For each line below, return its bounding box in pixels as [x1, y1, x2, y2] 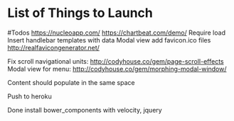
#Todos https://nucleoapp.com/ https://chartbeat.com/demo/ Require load [7, 28, 226, 37]
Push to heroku [7, 92, 52, 100]
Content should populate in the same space [7, 78, 135, 86]
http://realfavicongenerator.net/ [7, 43, 100, 52]
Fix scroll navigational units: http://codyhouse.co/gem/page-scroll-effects [7, 57, 224, 65]
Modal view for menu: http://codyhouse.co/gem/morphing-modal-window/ [7, 64, 227, 73]
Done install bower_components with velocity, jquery [7, 105, 162, 114]
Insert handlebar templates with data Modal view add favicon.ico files [7, 35, 211, 44]
